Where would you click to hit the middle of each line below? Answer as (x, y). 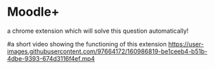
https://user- (186, 44)
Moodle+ (33, 12)
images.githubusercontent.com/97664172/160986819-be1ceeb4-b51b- (107, 51)
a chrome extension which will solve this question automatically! (98, 31)
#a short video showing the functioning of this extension (87, 44)
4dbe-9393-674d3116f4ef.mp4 (51, 58)
